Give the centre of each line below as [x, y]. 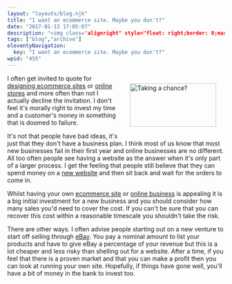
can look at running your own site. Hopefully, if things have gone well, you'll [115, 266]
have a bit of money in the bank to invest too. [71, 273]
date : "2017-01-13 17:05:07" [49, 26]
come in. [20, 180]
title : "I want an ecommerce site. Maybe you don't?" [86, 20]
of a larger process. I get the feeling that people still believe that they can [111, 165]
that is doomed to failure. [43, 123]
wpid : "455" [24, 59]
